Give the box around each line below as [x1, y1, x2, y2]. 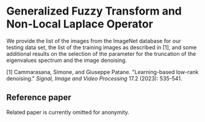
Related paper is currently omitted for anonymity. [6, 108, 130, 116]
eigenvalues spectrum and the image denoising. [6, 56, 127, 64]
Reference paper [6, 92, 71, 103]
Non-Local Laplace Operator [6, 17, 154, 31]
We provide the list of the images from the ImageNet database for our [6, 37, 181, 44]
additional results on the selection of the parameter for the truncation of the [6, 50, 196, 57]
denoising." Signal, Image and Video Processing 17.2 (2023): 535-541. [6, 75, 182, 82]
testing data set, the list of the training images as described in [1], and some [6, 44, 197, 51]
